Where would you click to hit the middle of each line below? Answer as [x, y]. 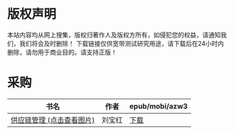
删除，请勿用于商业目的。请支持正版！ [62, 52]
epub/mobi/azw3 [158, 106]
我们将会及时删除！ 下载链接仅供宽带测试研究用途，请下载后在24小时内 [122, 43]
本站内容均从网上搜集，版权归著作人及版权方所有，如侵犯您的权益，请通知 [114, 35]
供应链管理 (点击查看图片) [53, 120]
